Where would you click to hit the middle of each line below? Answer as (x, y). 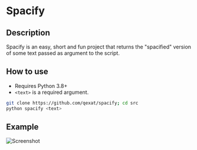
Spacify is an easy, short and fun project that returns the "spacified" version (99, 47)
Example (22, 127)
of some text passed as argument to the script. (63, 53)
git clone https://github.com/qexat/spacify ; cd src (72, 103)
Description (28, 33)
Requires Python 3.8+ (41, 86)
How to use (27, 72)
